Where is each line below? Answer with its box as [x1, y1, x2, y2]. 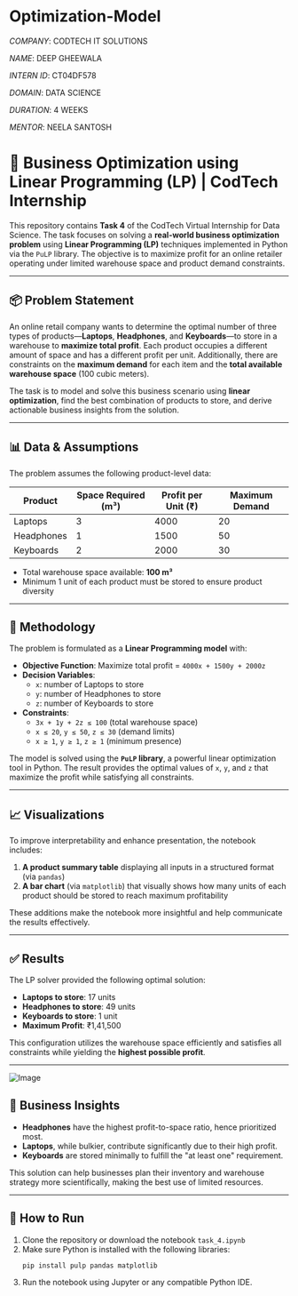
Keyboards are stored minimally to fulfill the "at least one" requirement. [21, 1149, 284, 1161]
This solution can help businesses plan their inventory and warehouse [9, 1167, 264, 1178]
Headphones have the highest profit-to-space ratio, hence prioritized [21, 1122, 277, 1132]
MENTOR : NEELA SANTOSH [9, 122, 113, 132]
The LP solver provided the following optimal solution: [9, 974, 206, 985]
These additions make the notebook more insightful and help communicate [9, 908, 283, 918]
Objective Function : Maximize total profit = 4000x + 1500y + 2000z [21, 660, 266, 671]
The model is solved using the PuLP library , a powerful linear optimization [9, 753, 277, 764]
